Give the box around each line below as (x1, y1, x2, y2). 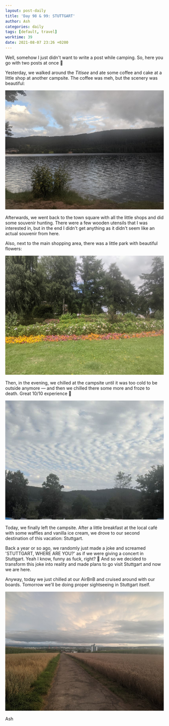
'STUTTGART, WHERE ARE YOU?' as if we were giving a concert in (5, 550, 144, 556)
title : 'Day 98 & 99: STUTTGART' (5, 13, 75, 19)
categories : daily (5, 24, 44, 29)
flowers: (5, 245, 22, 251)
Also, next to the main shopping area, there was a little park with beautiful (5, 240, 158, 246)
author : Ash (5, 19, 30, 24)
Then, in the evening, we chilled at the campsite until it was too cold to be (5, 379, 157, 385)
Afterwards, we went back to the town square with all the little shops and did (5, 214, 164, 220)
